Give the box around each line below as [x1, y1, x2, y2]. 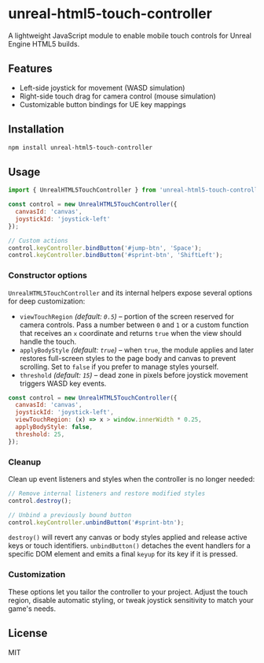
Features [8, 62, 53, 76]
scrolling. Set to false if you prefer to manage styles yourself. [19, 362, 219, 371]
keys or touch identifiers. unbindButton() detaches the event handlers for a [8, 541, 251, 550]
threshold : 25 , [15, 430, 65, 438]
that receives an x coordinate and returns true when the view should [19, 328, 242, 337]
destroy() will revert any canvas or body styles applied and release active [8, 533, 247, 542]
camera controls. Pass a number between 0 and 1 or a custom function [19, 320, 249, 330]
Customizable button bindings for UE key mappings [19, 99, 186, 109]
